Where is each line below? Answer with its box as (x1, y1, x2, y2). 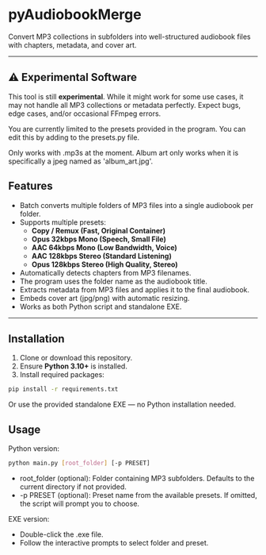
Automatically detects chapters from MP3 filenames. (19, 268, 192, 277)
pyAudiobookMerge (8, 6, 142, 24)
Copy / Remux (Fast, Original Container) (31, 225, 166, 235)
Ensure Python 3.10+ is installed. (19, 361, 128, 371)
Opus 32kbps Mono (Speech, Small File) (31, 234, 166, 244)
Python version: (8, 444, 59, 453)
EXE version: (8, 514, 50, 523)
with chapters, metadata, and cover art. (8, 40, 137, 49)
